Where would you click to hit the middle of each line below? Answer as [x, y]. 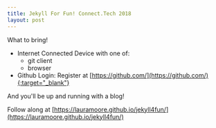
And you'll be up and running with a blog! [66, 96]
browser [39, 68]
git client [40, 60]
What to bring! [28, 39]
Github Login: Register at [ [54, 75]
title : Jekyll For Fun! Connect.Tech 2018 [69, 13]
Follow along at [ [31, 109]
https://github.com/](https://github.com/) [150, 75]
